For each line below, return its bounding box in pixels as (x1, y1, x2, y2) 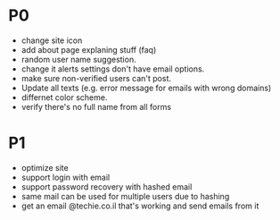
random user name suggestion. (21, 54, 136, 64)
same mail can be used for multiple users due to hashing (21, 190, 230, 201)
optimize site (21, 162, 69, 173)
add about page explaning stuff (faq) (21, 44, 157, 55)
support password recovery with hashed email (21, 181, 193, 192)
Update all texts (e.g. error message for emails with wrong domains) (21, 82, 272, 93)
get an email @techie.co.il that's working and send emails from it (21, 200, 259, 211)
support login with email (21, 172, 111, 182)
